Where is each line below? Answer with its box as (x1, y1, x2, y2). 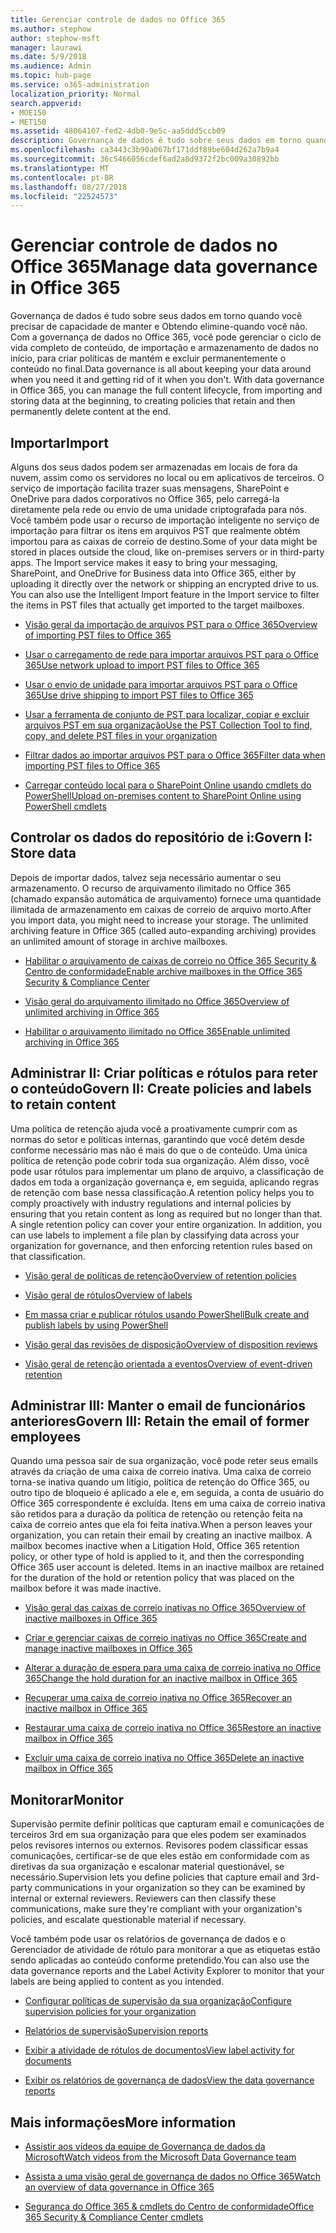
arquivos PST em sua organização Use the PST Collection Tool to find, (24, 719, 313, 731)
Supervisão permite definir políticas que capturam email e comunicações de (10, 1818, 325, 1830)
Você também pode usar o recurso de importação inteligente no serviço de (10, 514, 320, 526)
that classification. (10, 1250, 86, 1262)
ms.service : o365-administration (10, 80, 150, 90)
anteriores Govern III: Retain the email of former (10, 1413, 310, 1430)
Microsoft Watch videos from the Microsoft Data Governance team (24, 2151, 297, 2163)
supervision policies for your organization (24, 2006, 197, 2018)
